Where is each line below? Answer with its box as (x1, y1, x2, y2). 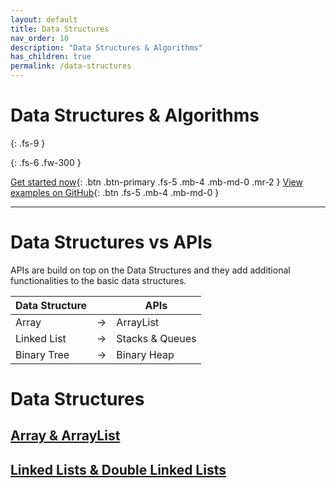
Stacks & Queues (116, 331, 197, 345)
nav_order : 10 (10, 33, 70, 43)
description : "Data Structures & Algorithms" (10, 42, 203, 53)
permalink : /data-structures (10, 61, 132, 71)
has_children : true (10, 52, 92, 62)
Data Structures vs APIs (10, 231, 213, 254)
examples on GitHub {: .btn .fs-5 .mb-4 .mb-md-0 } (10, 186, 220, 198)
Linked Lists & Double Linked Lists (10, 461, 227, 478)
